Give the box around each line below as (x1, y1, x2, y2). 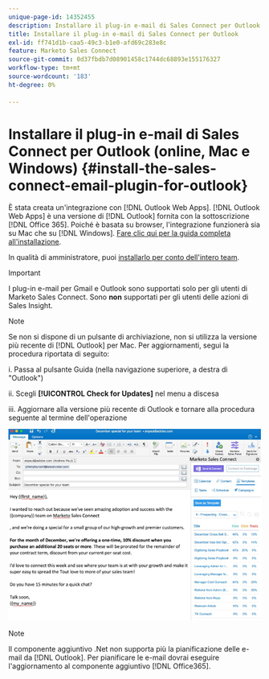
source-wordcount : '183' (8, 72, 92, 80)
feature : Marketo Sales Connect (8, 47, 116, 56)
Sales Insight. (8, 301, 54, 311)
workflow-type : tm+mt (8, 64, 81, 72)
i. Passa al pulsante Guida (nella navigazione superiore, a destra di (8, 364, 228, 374)
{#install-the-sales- (81, 159, 217, 177)
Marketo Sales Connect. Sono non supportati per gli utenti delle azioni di (8, 292, 249, 302)
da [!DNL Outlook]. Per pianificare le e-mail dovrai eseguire (23, 652, 219, 663)
